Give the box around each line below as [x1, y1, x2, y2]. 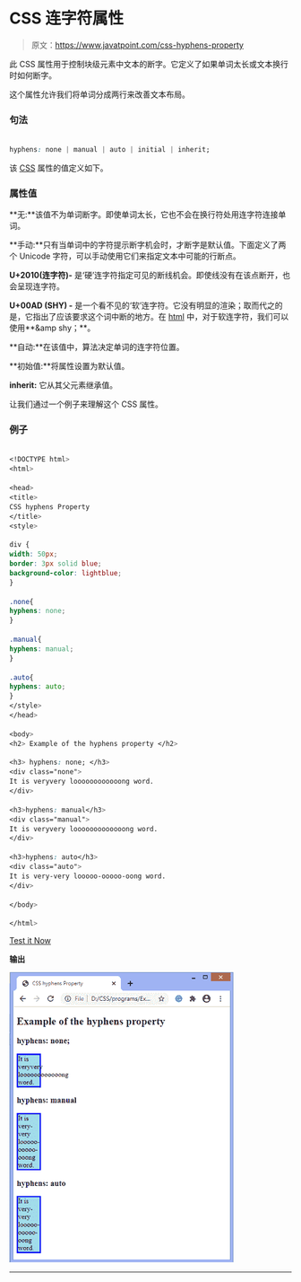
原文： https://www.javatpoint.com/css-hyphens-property [30, 40, 245, 50]
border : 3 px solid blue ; [9, 559, 102, 568]
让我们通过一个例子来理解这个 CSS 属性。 [9, 399, 164, 409]
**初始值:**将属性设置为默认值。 [9, 361, 130, 372]
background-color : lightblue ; [9, 568, 123, 577]
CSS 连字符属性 [9, 8, 125, 29]
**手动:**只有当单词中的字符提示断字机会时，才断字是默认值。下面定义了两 [9, 240, 287, 250]
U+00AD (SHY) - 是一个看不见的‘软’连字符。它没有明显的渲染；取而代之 [9, 300, 276, 311]
